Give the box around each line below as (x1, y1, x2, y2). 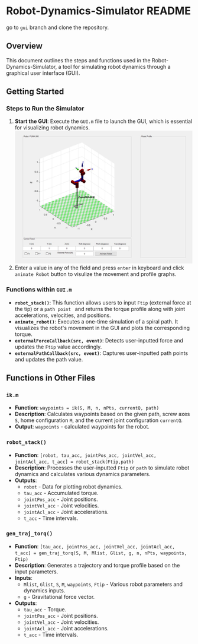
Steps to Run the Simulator (6, 104, 85, 113)
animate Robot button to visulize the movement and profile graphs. (14, 271, 177, 278)
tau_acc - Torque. (23, 605, 67, 613)
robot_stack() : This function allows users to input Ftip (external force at (14, 299, 191, 306)
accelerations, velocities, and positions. (14, 312, 111, 319)
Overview (6, 41, 43, 51)
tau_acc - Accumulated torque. (23, 489, 99, 496)
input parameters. (14, 568, 59, 575)
